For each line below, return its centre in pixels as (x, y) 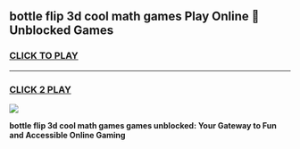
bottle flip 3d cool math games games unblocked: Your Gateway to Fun (143, 125)
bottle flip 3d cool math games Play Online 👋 (134, 17)
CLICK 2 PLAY (40, 89)
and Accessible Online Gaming (67, 135)
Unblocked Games (62, 31)
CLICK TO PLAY (44, 56)
